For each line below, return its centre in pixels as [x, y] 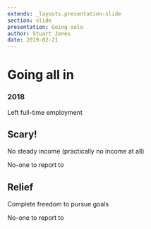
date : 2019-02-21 [33, 40]
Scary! [22, 134]
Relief [20, 187]
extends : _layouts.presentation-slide [64, 14]
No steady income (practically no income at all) [76, 151]
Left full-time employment [45, 112]
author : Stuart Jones [39, 33]
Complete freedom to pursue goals [58, 204]
